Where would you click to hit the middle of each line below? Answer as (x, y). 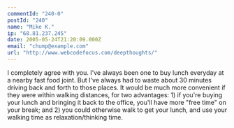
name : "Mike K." (31, 27)
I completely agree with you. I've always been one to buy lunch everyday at (116, 72)
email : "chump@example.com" (48, 46)
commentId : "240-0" (36, 14)
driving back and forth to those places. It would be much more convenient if (116, 87)
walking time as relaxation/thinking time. (65, 117)
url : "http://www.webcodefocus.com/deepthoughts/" (82, 53)
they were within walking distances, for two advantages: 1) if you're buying (115, 94)
